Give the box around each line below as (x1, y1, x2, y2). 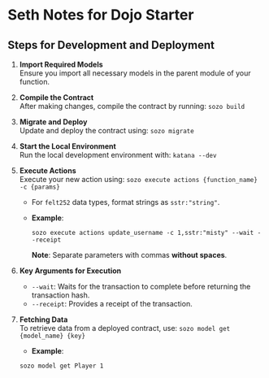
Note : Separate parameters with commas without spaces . (31, 250, 228, 259)
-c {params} (19, 183, 60, 191)
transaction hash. (31, 290, 90, 300)
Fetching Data (19, 315, 68, 324)
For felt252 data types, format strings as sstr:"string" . (31, 198, 220, 206)
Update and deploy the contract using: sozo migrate (19, 126, 194, 135)
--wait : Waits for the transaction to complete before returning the (31, 282, 251, 291)
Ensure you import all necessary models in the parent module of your (19, 68, 251, 78)
